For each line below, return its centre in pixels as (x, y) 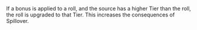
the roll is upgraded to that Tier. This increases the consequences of (90, 15)
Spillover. (18, 21)
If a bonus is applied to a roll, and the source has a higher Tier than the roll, (99, 9)
